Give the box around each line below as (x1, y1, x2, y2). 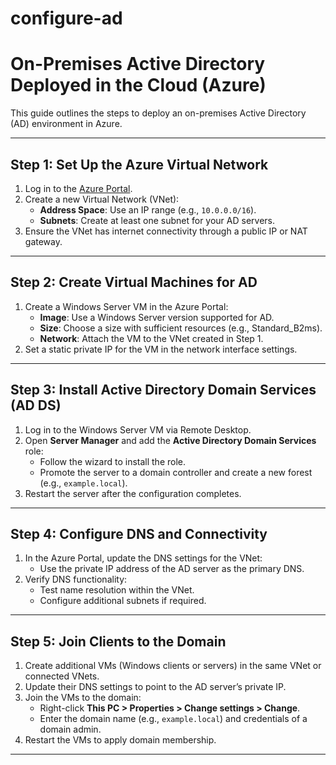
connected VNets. (24, 670, 100, 682)
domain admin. (39, 723, 102, 736)
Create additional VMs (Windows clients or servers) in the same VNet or (24, 660, 322, 672)
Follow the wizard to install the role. (39, 455, 186, 467)
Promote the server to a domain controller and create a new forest (39, 466, 313, 478)
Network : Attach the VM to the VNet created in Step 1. (39, 332, 264, 344)
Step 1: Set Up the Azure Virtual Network (10, 156, 269, 173)
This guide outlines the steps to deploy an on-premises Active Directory (10, 107, 307, 119)
